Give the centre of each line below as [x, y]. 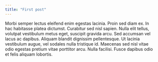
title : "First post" [26, 9]
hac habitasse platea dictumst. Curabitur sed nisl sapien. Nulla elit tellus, [77, 28]
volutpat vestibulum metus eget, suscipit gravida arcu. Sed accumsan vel [78, 33]
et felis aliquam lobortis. [29, 54]
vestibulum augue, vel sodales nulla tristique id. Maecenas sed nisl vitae [77, 44]
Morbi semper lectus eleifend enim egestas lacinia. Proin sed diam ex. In [77, 23]
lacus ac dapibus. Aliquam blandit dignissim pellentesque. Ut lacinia [72, 39]
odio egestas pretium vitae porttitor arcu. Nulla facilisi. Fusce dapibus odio [79, 49]
